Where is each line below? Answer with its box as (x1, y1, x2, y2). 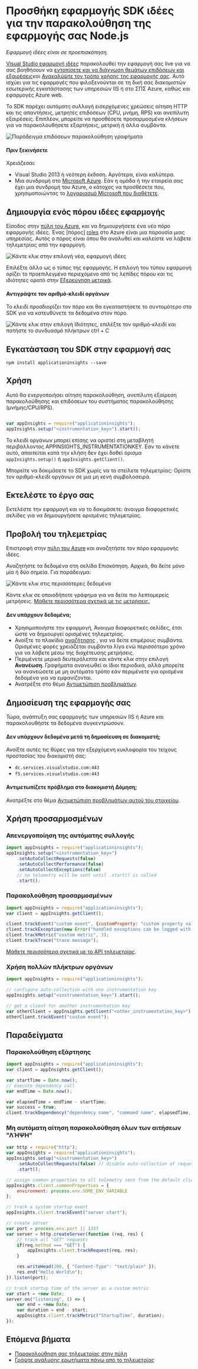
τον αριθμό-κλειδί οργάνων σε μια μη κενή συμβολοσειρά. (6, 473, 151, 480)
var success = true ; (6, 1105, 57, 1110)
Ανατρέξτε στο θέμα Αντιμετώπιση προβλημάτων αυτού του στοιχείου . (6, 796, 180, 803)
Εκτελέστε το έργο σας (6, 490, 94, 500)
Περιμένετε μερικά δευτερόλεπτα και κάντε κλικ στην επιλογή (14, 656, 169, 663)
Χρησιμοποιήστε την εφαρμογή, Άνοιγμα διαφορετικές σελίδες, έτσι (14, 624, 182, 631)
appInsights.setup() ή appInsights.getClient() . (6, 455, 125, 462)
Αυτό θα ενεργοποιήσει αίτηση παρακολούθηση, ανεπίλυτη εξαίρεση (6, 391, 177, 398)
